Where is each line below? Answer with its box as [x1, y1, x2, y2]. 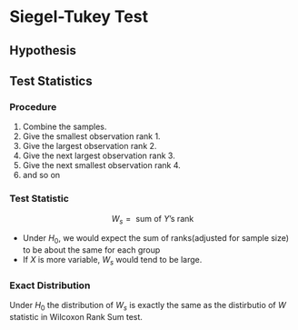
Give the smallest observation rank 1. [22, 131, 161, 142]
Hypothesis [9, 43, 77, 58]
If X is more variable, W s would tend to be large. [22, 255, 203, 267]
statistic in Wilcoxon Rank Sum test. [9, 312, 144, 323]
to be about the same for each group [22, 245, 161, 255]
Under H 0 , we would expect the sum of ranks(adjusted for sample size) [22, 233, 289, 246]
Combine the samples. [22, 121, 107, 133]
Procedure [9, 100, 57, 113]
